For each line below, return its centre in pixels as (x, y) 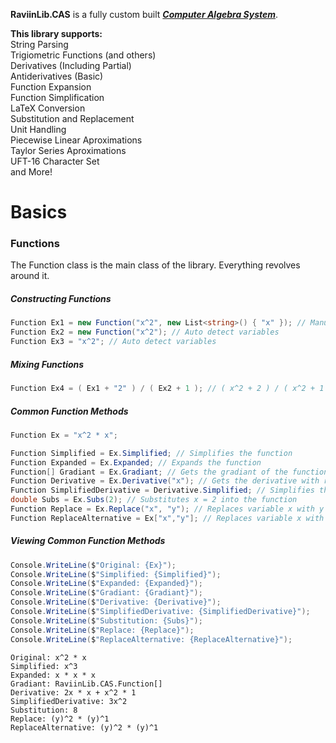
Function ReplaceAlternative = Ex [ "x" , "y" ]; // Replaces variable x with (167, 518)
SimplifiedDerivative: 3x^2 (69, 701)
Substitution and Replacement (72, 118)
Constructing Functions (61, 299)
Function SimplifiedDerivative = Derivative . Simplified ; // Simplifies (162, 490)
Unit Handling (38, 129)
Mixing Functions (47, 364)
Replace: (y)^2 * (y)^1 (60, 719)
